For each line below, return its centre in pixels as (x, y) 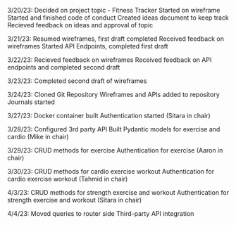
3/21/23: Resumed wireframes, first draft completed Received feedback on (116, 39)
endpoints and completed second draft (64, 67)
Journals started (31, 102)
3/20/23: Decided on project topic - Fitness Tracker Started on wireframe (114, 10)
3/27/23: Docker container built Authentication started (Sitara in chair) (109, 116)
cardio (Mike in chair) (38, 137)
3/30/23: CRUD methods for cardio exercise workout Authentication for (111, 171)
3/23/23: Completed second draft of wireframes (77, 81)
